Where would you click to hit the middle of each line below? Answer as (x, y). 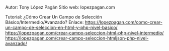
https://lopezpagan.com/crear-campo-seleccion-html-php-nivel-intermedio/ (84, 33)
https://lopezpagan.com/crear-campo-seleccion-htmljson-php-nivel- (77, 38)
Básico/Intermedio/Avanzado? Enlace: (45, 22)
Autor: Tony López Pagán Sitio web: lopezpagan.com (60, 7)
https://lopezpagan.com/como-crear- (123, 22)
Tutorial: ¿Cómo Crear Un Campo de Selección (54, 17)
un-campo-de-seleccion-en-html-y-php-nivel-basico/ (61, 27)
